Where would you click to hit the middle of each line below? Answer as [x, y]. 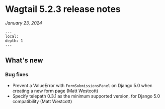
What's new [24, 60]
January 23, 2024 [24, 23]
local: [12, 36]
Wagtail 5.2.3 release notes [63, 9]
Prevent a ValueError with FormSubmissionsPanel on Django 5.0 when [82, 85]
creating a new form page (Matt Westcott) [55, 91]
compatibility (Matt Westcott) [42, 101]
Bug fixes [17, 75]
